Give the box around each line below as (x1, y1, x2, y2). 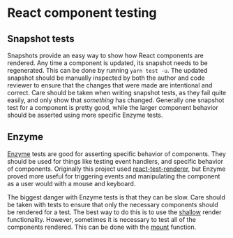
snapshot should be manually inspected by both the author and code (7, 73, 205, 82)
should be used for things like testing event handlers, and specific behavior (7, 157, 223, 165)
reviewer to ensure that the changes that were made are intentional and (7, 81, 213, 89)
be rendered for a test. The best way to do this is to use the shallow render (7, 208, 222, 216)
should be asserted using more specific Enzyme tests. (7, 111, 163, 119)
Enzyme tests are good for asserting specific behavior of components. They (7, 149, 227, 158)
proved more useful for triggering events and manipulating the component (7, 171, 220, 180)
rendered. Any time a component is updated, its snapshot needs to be (7, 59, 208, 67)
